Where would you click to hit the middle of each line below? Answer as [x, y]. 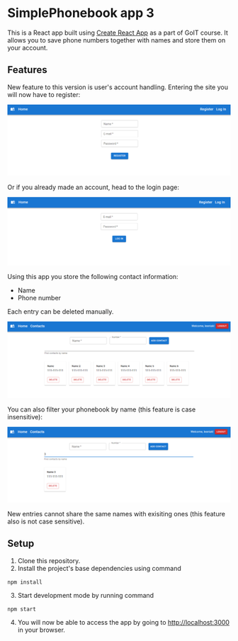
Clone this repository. [49, 560]
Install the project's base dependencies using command [100, 568]
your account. [28, 47]
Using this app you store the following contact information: [93, 276]
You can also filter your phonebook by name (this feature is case [102, 409]
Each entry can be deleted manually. [61, 311]
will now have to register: [44, 94]
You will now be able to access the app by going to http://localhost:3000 [124, 622]
